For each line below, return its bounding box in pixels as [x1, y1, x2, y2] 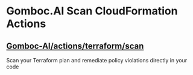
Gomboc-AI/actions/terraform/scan [6, 41, 144, 51]
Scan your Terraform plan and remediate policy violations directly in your [6, 57, 188, 64]
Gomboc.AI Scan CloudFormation [6, 4, 178, 18]
